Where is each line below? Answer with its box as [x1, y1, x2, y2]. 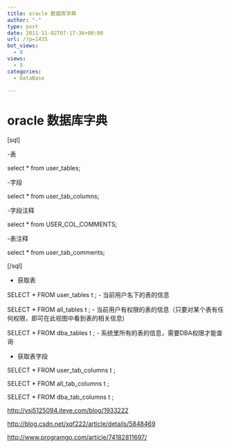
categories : [7, 68, 41, 75]
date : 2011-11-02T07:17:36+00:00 [7, 29, 104, 37]
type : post [7, 23, 39, 30]
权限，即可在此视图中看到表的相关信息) [12, 314, 125, 323]
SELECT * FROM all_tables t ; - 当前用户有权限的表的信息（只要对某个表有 [7, 305, 218, 314]
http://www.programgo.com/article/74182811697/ [7, 433, 147, 442]
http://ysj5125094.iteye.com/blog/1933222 [7, 406, 129, 415]
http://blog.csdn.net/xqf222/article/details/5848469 [7, 420, 156, 428]
